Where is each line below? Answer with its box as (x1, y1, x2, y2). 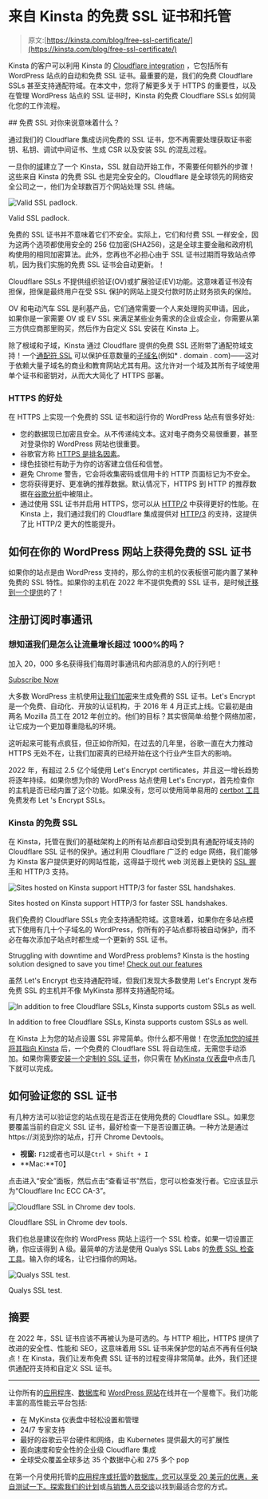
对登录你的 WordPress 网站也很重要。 (19, 439, 144, 449)
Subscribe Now (8, 675, 59, 684)
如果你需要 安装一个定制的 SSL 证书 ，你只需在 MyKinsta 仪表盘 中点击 (22, 1054, 249, 1063)
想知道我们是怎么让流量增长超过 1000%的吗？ (8, 639, 186, 650)
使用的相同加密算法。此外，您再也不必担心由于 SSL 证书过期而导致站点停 (14, 249, 256, 259)
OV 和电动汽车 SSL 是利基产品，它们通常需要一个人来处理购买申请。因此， (8, 303, 254, 313)
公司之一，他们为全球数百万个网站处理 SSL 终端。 (14, 181, 179, 191)
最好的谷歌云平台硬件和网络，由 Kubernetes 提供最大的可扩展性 (19, 1434, 230, 1444)
